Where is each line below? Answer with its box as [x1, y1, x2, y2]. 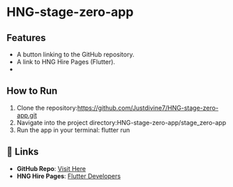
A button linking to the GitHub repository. [16, 50, 135, 58]
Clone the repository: [16, 104, 78, 112]
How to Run [6, 85, 58, 97]
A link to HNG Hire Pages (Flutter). [16, 58, 116, 66]
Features [6, 32, 46, 44]
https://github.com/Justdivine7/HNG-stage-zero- [77, 104, 219, 112]
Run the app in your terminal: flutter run [16, 126, 130, 134]
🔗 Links [6, 146, 39, 158]
